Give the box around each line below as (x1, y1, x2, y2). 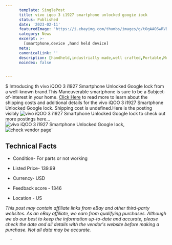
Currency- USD (12, 175, 46, 181)
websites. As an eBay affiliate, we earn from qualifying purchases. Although (5, 210, 166, 216)
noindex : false (18, 60, 52, 65)
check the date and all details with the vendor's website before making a (5, 221, 160, 227)
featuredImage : (18, 27, 52, 32)
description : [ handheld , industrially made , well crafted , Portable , (18, 55, 164, 60)
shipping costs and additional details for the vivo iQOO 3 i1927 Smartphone (5, 99, 164, 106)
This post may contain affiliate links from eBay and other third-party (5, 205, 150, 211)
